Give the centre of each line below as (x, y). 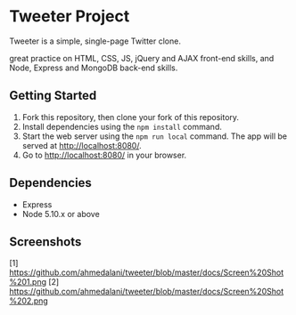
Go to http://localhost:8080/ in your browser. (104, 155)
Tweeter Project (70, 16)
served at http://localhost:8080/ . (82, 145)
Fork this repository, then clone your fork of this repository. (130, 117)
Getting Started (53, 96)
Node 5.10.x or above (61, 214)
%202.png (29, 301)
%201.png (28, 282)
